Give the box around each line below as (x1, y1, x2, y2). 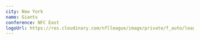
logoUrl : (5, 25, 27, 31)
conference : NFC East (5, 19, 60, 25)
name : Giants (5, 14, 38, 20)
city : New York (5, 8, 44, 15)
